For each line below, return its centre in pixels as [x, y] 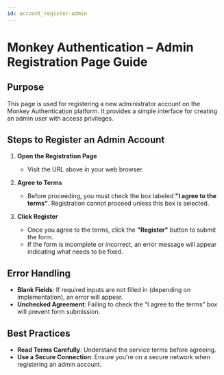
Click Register [37, 217]
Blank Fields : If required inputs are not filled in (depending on [104, 290]
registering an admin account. [59, 365]
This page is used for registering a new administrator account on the [104, 104]
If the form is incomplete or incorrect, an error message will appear [122, 245]
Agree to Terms [40, 183]
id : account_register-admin [47, 13]
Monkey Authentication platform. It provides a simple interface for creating [112, 111]
